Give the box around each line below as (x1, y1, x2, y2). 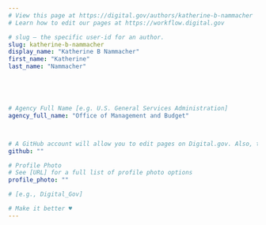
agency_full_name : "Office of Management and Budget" (8, 111, 190, 119)
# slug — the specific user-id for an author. (8, 33, 165, 41)
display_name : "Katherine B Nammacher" (8, 48, 140, 56)
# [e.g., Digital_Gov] (8, 190, 83, 198)
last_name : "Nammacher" (8, 62, 87, 71)
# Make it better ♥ (8, 204, 73, 212)
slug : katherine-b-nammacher (8, 40, 104, 48)
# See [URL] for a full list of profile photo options (8, 169, 193, 177)
